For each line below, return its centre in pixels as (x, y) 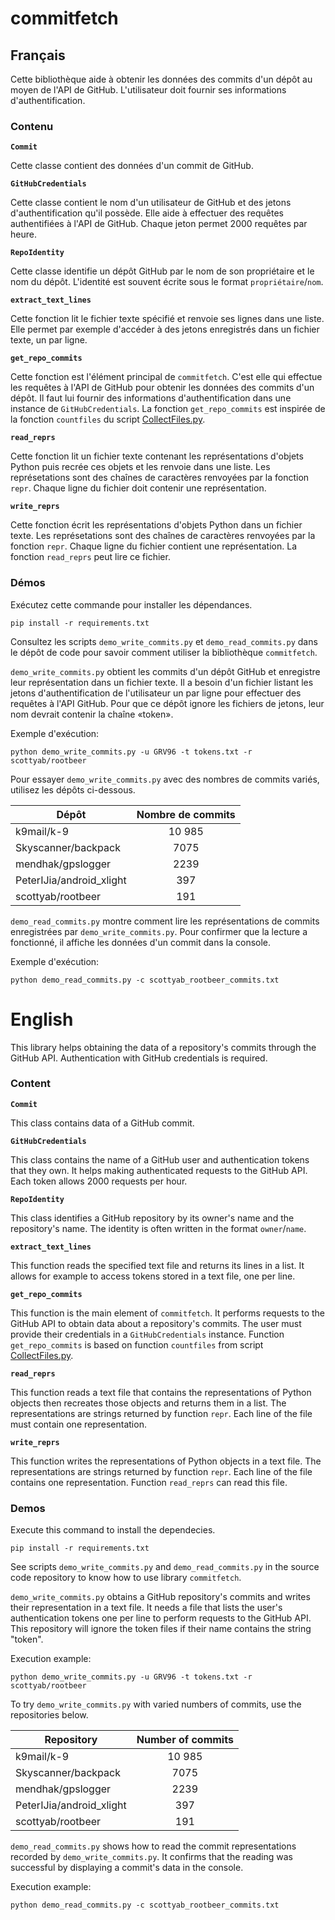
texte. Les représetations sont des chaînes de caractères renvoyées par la (163, 536)
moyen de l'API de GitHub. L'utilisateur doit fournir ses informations (148, 90)
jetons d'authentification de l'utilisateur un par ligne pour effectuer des (156, 693)
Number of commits (185, 1740)
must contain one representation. (78, 1424)
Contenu (32, 126)
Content (31, 1084)
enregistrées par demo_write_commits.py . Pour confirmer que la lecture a (159, 931)
